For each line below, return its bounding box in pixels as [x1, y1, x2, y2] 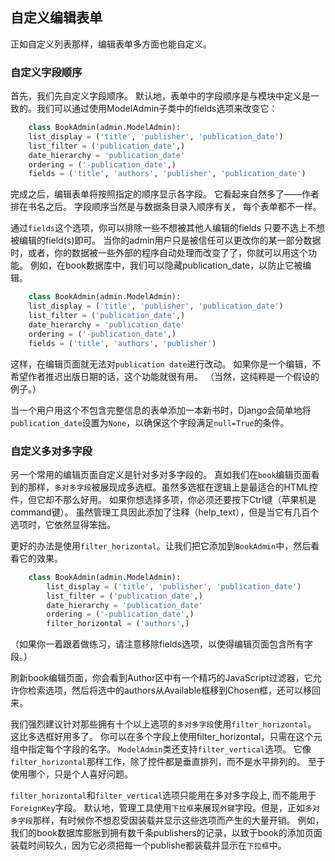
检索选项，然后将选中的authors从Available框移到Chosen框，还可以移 [27, 684, 312, 697]
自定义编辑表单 [10, 9, 103, 27]
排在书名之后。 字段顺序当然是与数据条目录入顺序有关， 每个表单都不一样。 [10, 201, 322, 213]
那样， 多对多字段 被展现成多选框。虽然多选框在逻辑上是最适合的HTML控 [27, 481, 318, 493]
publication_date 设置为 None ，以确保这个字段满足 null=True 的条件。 [10, 416, 290, 428]
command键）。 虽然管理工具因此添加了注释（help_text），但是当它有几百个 [10, 506, 320, 518]
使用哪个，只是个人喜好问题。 [10, 768, 133, 780]
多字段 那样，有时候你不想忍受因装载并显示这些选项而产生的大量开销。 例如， [10, 814, 325, 827]
